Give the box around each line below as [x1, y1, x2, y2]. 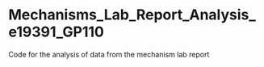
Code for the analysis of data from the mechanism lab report [8, 49, 210, 59]
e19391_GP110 [8, 23, 105, 41]
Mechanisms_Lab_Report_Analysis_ [8, 6, 256, 24]
